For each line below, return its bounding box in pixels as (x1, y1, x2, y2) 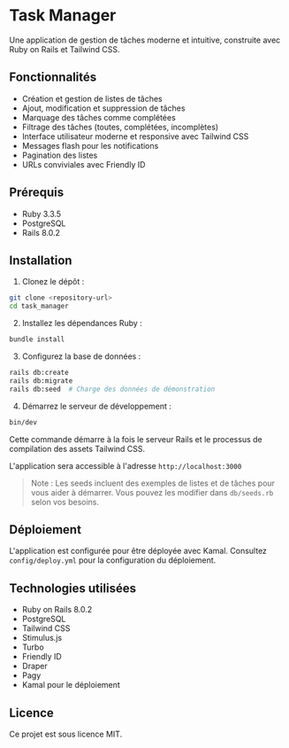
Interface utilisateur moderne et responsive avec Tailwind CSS (21, 130, 249, 142)
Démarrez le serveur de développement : (21, 401, 172, 411)
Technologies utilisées (9, 580, 137, 596)
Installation (9, 253, 72, 268)
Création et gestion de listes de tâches (21, 93, 163, 104)
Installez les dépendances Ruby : (21, 318, 143, 329)
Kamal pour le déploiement (21, 680, 121, 690)
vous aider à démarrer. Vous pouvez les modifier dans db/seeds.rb (30, 487, 274, 497)
